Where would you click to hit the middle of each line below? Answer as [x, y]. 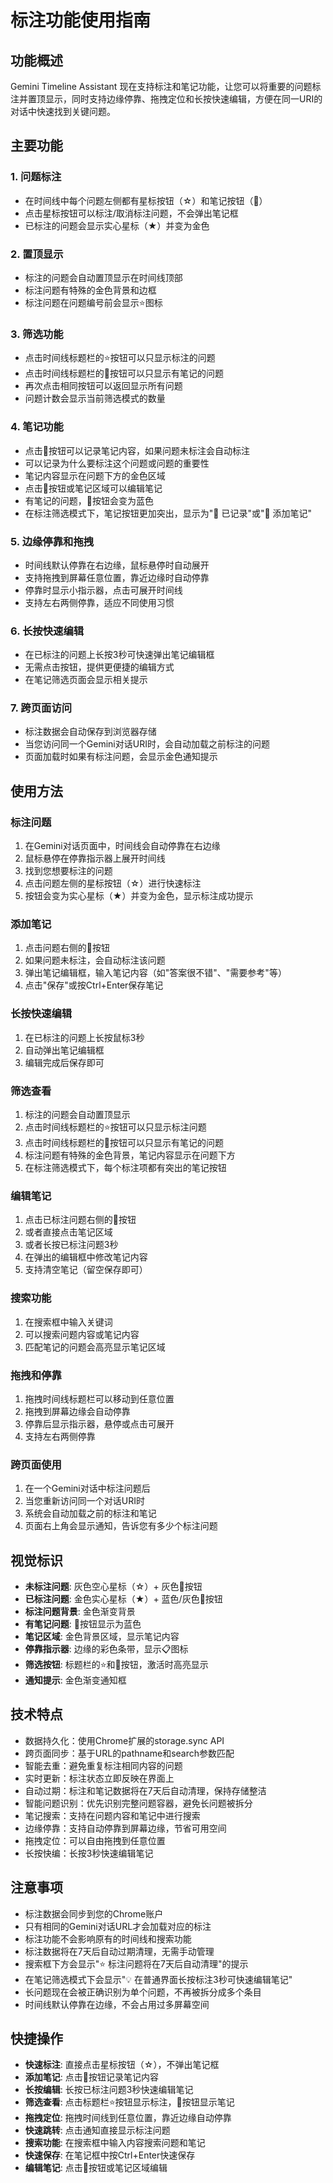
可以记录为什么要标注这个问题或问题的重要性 [117, 463]
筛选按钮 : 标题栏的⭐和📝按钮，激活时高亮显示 [116, 1665]
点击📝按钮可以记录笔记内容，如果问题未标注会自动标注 [137, 450]
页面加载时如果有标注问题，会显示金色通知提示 [121, 757]
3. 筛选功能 [37, 334]
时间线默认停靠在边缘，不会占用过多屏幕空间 [117, 2004]
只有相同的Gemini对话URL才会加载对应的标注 [118, 1926]
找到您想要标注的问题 [68, 871]
